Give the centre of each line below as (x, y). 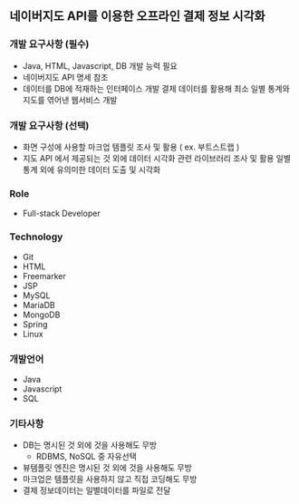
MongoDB (41, 315)
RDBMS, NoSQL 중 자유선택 (87, 457)
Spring (35, 324)
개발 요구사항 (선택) (49, 125)
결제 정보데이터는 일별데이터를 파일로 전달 (96, 490)
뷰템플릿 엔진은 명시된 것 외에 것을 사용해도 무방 (107, 468)
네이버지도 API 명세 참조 (65, 77)
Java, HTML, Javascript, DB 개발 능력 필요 (100, 65)
